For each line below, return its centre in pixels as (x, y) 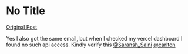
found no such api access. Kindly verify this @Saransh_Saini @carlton (91, 45)
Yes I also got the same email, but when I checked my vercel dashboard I (94, 38)
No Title (26, 11)
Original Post (22, 27)
